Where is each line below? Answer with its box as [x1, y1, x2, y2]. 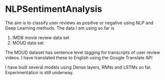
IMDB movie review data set [12, 35, 70, 40]
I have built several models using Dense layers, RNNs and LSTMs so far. [5, 64, 152, 70]
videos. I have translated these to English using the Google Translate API [5, 54, 153, 60]
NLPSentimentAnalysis [5, 3, 102, 15]
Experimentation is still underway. [5, 69, 74, 75]
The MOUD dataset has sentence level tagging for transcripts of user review [5, 49, 161, 55]
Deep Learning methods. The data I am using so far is [5, 25, 115, 31]
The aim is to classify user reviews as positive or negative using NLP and [5, 20, 154, 26]
